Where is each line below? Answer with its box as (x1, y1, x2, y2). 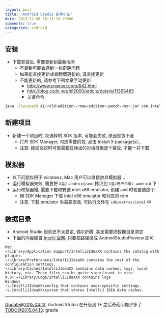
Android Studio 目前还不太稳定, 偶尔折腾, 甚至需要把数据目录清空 (12, 229, 143, 235)
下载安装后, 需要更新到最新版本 (12, 58, 75, 64)
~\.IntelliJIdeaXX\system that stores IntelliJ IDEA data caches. (5, 288, 144, 293)
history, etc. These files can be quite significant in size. (5, 271, 135, 276)
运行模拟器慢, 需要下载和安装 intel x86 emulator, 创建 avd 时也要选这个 (12, 187, 155, 193)
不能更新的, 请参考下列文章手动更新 (19, 77, 91, 83)
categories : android (5, 26, 48, 30)
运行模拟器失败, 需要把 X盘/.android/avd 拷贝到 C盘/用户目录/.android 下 (12, 180, 157, 187)
